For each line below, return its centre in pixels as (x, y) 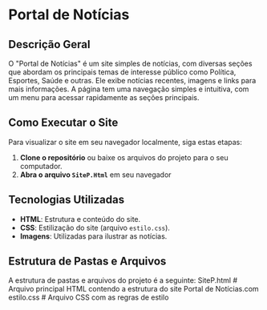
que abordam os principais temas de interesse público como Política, (122, 72)
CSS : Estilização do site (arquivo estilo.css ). (95, 227)
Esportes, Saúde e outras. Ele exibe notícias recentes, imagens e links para (132, 81)
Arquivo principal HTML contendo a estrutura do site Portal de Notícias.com (133, 289)
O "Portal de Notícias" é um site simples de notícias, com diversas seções (130, 63)
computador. (41, 166)
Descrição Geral (49, 44)
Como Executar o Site (63, 123)
